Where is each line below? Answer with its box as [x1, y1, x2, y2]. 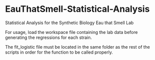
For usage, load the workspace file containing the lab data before [5, 29, 138, 35]
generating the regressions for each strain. [5, 34, 92, 40]
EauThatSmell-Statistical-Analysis [5, 3, 150, 15]
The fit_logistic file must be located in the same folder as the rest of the [5, 44, 151, 50]
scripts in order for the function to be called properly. [5, 49, 114, 55]
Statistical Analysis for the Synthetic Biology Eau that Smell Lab [5, 20, 134, 26]
